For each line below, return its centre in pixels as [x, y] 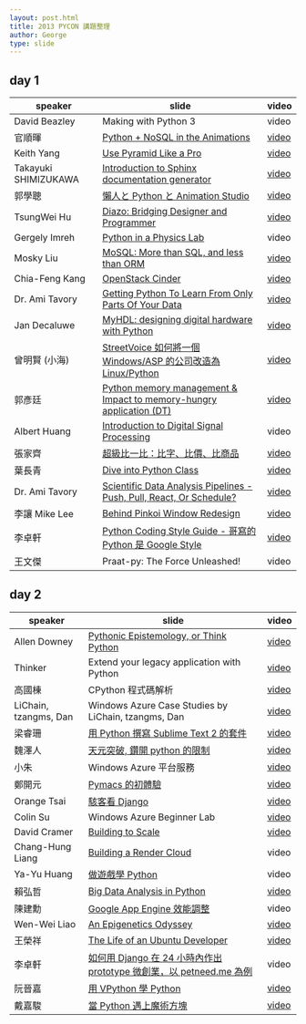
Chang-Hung [43, 846]
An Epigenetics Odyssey [140, 924]
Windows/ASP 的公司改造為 [161, 361]
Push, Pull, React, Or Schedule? [169, 498]
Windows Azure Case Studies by [158, 705]
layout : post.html [44, 18]
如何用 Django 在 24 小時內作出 [155, 957]
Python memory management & [170, 388]
